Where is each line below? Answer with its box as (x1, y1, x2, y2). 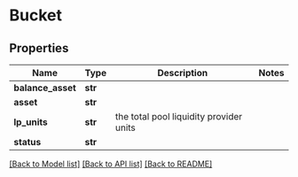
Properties (9, 41, 69, 56)
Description (157, 67, 208, 79)
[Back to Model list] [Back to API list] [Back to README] (9, 158, 213, 169)
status (13, 136, 42, 148)
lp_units (13, 116, 48, 128)
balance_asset (13, 81, 77, 94)
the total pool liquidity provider (114, 111, 243, 122)
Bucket (9, 5, 62, 26)
